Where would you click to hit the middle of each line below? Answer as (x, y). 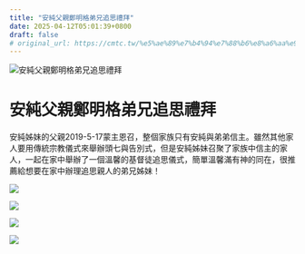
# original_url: (40, 43)
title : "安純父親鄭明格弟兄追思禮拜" (72, 18)
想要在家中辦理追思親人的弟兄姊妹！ (93, 171)
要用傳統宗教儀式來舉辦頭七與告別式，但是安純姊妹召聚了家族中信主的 (148, 148)
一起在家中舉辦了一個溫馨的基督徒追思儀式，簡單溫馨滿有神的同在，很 (156, 160)
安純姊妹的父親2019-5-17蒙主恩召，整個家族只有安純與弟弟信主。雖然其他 (148, 137)
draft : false (34, 34)
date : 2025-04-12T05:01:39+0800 (70, 26)
